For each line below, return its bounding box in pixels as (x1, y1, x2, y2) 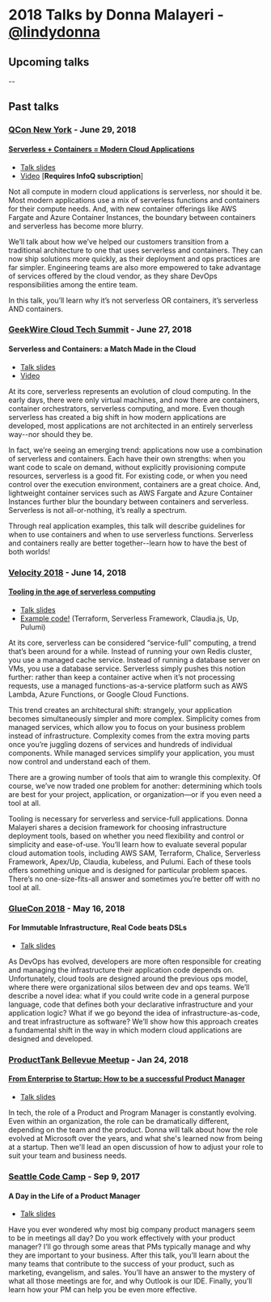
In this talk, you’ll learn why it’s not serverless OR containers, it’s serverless (8, 295, 259, 305)
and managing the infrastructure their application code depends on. (8, 965, 235, 974)
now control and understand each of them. (8, 757, 151, 766)
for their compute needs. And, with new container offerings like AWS (8, 204, 237, 214)
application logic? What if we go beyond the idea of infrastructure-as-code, (8, 1007, 260, 1017)
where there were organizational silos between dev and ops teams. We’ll (8, 982, 250, 992)
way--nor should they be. (8, 429, 93, 439)
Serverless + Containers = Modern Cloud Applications (8, 144, 195, 154)
